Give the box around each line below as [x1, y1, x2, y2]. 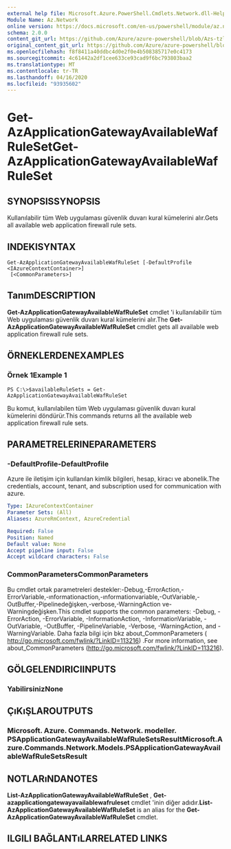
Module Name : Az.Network [7, 16, 78, 23]
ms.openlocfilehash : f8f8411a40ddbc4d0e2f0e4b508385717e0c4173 [7, 49, 192, 56]
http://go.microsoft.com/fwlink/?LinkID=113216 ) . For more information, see [7, 636, 218, 644]
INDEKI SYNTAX [7, 241, 76, 253]
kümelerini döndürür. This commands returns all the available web [7, 411, 192, 420]
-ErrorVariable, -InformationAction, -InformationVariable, [42, 614, 203, 622]
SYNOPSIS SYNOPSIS [7, 195, 101, 207]
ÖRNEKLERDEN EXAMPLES [7, 350, 124, 361]
